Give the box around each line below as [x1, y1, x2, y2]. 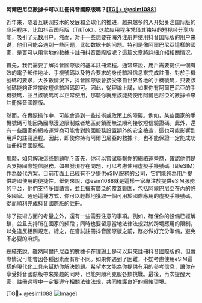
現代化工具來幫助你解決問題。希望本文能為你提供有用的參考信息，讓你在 [16, 263, 196, 270]
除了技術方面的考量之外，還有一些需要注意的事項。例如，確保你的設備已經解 [6, 213, 196, 219]
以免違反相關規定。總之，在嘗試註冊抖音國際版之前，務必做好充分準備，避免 [6, 228, 196, 234]
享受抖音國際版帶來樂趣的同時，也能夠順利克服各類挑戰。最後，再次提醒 [6, 271, 185, 277]
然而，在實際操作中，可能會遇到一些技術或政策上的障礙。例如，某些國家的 [6, 112, 191, 119]
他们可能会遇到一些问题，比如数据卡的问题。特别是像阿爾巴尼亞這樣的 [16, 41, 191, 48]
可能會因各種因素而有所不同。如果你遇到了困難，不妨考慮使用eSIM [22, 256, 188, 262]
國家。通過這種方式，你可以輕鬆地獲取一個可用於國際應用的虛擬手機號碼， [11, 192, 196, 199]
